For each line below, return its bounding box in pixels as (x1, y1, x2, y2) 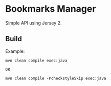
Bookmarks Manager (5, 3, 96, 15)
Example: (5, 48, 25, 54)
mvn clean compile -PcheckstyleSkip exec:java (5, 76, 106, 81)
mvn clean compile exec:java (5, 58, 68, 63)
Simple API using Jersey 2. (5, 20, 62, 26)
